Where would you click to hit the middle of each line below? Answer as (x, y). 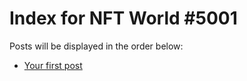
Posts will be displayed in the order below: (96, 46)
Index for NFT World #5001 (123, 18)
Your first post (53, 65)
